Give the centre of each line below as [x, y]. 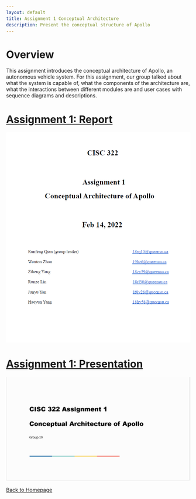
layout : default [26, 12]
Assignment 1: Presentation [75, 364]
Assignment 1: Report [59, 119]
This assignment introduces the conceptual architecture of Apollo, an [90, 71]
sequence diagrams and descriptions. [52, 96]
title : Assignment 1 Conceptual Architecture [62, 18]
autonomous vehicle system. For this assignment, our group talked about [94, 77]
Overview [30, 54]
